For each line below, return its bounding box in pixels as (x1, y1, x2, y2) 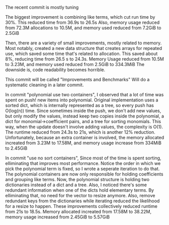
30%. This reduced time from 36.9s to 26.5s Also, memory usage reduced (5, 20, 160, 25)
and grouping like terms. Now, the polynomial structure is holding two (5, 177, 150, 182)
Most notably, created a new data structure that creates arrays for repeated (5, 45, 162, 51)
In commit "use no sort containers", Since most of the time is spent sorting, (5, 155, 161, 161)
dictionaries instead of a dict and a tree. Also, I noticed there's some (5, 182, 147, 188)
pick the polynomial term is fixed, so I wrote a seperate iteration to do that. (5, 166, 160, 172)
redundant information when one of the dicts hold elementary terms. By (5, 187, 154, 193)
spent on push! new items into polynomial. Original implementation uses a (5, 97, 158, 103)
